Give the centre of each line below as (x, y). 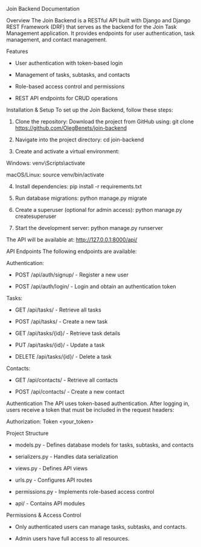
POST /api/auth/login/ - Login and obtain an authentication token (95, 286)
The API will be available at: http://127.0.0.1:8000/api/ (72, 240)
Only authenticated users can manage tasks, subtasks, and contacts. (101, 527)
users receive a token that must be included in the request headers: (90, 410)
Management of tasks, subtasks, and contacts (72, 75)
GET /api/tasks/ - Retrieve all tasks (58, 310)
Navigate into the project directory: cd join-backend (79, 139)
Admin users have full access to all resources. (72, 539)
